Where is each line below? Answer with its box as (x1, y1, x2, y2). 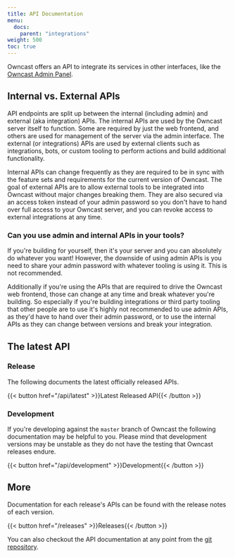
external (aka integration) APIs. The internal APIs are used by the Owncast (7, 116, 223, 125)
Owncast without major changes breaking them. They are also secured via (7, 190, 223, 198)
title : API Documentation (7, 10, 83, 18)
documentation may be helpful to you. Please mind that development (7, 432, 208, 441)
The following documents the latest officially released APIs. (7, 377, 179, 386)
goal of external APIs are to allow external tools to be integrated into (7, 183, 205, 191)
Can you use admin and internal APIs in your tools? (7, 230, 185, 240)
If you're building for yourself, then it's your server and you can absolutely (7, 246, 222, 255)
